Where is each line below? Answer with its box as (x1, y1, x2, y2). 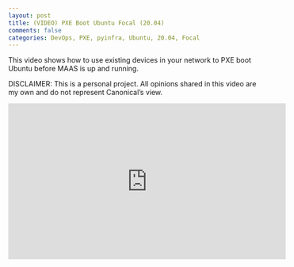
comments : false (8, 26, 62, 34)
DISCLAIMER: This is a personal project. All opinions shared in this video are (8, 79, 257, 89)
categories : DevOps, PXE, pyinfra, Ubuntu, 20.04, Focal (8, 33, 200, 42)
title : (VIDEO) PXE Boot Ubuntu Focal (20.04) (8, 19, 165, 27)
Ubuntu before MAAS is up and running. (8, 64, 139, 74)
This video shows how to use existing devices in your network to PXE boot (8, 55, 252, 65)
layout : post (8, 11, 52, 20)
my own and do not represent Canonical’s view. (8, 88, 163, 97)
